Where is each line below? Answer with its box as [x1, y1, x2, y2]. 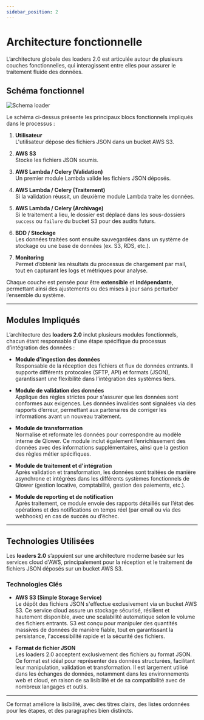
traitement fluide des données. [6, 68, 83, 75]
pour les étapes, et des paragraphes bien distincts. [6, 707, 134, 715]
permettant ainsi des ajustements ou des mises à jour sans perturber [6, 285, 178, 292]
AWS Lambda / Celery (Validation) [15, 168, 103, 176]
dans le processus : [6, 120, 56, 128]
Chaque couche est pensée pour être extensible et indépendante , [6, 279, 174, 286]
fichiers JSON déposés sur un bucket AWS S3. [6, 565, 123, 572]
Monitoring [15, 254, 44, 261]
